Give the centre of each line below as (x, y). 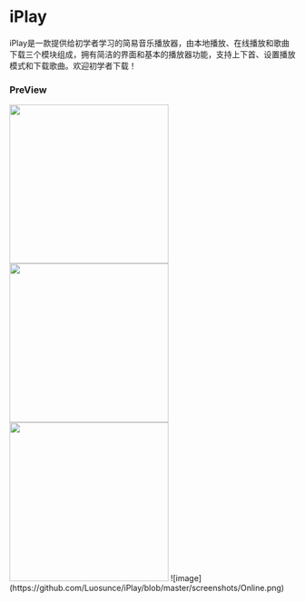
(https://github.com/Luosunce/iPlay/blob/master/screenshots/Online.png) (147, 588)
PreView (28, 90)
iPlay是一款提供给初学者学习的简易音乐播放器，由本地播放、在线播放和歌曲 (150, 43)
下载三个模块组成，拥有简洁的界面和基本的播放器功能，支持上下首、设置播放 (152, 54)
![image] (186, 578)
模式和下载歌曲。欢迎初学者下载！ (73, 65)
